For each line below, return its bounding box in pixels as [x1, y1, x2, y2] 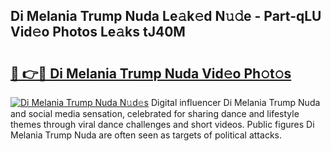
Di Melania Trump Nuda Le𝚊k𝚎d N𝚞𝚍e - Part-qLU [10, 8, 322, 25]
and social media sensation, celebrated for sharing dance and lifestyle [10, 108, 300, 119]
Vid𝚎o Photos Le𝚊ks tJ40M [10, 24, 186, 41]
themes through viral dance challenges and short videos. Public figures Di [10, 119, 315, 130]
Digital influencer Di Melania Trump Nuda [150, 97, 321, 108]
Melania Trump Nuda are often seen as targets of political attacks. [10, 129, 282, 141]
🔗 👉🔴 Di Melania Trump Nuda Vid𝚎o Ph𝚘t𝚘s [10, 65, 292, 82]
